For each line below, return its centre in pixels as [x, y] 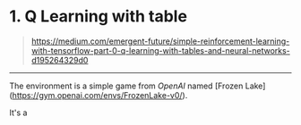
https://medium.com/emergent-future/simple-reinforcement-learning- [160, 41]
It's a [18, 112]
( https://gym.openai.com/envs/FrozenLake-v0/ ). [99, 95]
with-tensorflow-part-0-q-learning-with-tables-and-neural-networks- [161, 50]
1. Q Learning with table [99, 17]
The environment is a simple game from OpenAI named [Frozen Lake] [138, 86]
